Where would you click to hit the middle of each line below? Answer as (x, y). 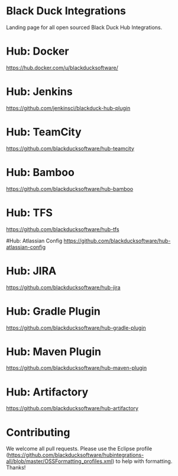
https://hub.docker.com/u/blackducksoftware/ (62, 68)
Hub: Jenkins (39, 92)
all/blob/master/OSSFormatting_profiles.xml (59, 461)
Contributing (38, 432)
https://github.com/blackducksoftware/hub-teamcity (70, 148)
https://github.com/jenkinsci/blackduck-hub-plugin (68, 108)
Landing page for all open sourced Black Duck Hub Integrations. (84, 27)
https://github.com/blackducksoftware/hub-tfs (63, 229)
